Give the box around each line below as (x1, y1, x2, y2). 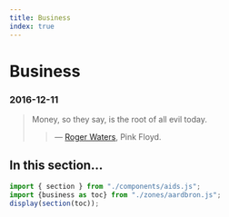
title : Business (9, 13, 71, 23)
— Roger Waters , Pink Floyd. (54, 131, 162, 142)
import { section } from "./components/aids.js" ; (9, 182, 202, 191)
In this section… (9, 158, 104, 173)
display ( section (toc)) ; (9, 199, 100, 208)
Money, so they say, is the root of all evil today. (31, 113, 207, 124)
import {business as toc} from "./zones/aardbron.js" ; (9, 190, 222, 200)
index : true (9, 22, 55, 31)
